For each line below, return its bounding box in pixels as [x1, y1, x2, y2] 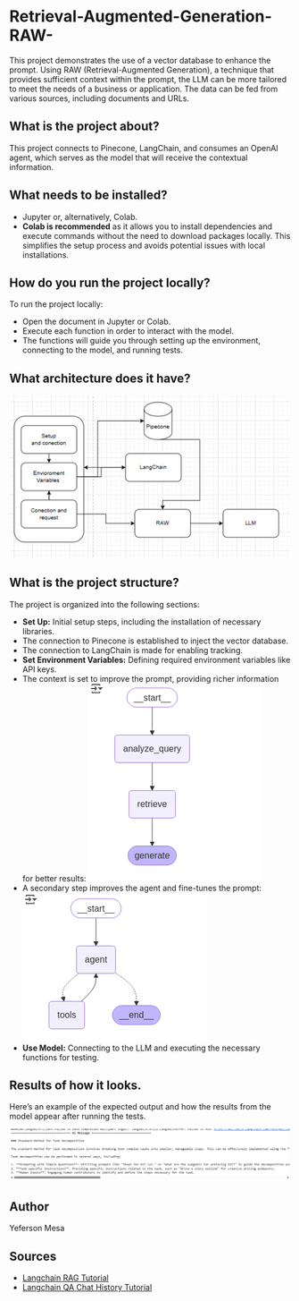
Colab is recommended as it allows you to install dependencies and [21, 221, 273, 232]
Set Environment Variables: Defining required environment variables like [21, 654, 291, 665]
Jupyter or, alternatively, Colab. [21, 211, 138, 222]
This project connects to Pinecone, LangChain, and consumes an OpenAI [9, 142, 278, 153]
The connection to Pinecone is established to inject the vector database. [21, 635, 289, 646]
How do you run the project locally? [9, 275, 212, 290]
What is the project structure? [9, 575, 180, 591]
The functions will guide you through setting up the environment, [21, 336, 262, 346]
